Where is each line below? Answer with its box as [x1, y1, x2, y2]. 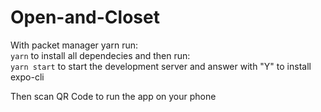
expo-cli [10, 71, 45, 83]
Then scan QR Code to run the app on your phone [10, 90, 217, 102]
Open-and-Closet [10, 6, 160, 29]
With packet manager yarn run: [10, 39, 139, 51]
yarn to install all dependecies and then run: [10, 49, 191, 61]
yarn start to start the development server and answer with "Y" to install [10, 60, 312, 72]
